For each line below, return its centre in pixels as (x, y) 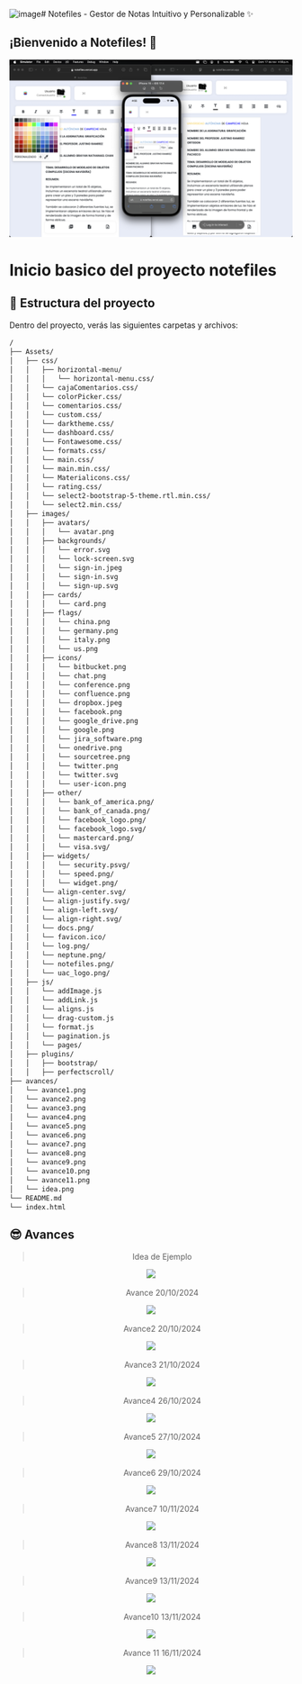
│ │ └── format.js (52, 1027)
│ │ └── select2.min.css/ (66, 504)
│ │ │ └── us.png (54, 648)
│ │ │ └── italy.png (60, 639)
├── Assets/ (31, 351)
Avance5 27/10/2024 (162, 1436)
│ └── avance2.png (48, 1099)
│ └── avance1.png (48, 1090)
